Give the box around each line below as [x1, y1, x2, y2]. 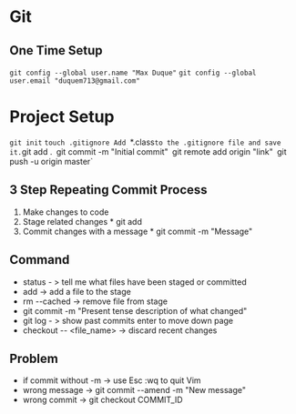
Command [9, 252, 70, 268]
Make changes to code [22, 207, 109, 217]
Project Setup [9, 106, 116, 127]
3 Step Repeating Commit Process [9, 182, 208, 197]
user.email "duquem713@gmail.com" [9, 76, 141, 86]
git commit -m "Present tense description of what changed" [22, 305, 248, 316]
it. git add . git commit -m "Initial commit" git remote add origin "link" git [9, 146, 287, 157]
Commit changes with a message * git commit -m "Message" [22, 226, 253, 237]
